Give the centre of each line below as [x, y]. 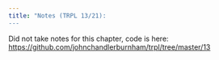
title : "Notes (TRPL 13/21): [57, 16]
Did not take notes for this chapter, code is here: [88, 38]
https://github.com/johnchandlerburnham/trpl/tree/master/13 [109, 47]
